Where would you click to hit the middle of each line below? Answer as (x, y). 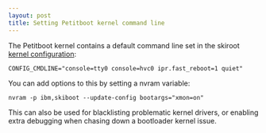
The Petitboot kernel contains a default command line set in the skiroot (124, 45)
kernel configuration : (42, 54)
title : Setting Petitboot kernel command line (87, 23)
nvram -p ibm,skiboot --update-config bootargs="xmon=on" (106, 97)
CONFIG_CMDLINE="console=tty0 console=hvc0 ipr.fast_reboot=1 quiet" (126, 68)
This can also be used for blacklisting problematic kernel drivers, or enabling (133, 112)
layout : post (30, 15)
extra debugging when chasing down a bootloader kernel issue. (112, 120)
